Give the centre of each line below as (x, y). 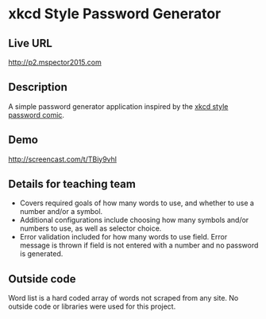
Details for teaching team (72, 184)
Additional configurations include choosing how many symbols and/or (134, 220)
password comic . (37, 115)
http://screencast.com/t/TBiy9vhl (63, 159)
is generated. (41, 254)
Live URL (31, 43)
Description (38, 87)
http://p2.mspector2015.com (55, 62)
